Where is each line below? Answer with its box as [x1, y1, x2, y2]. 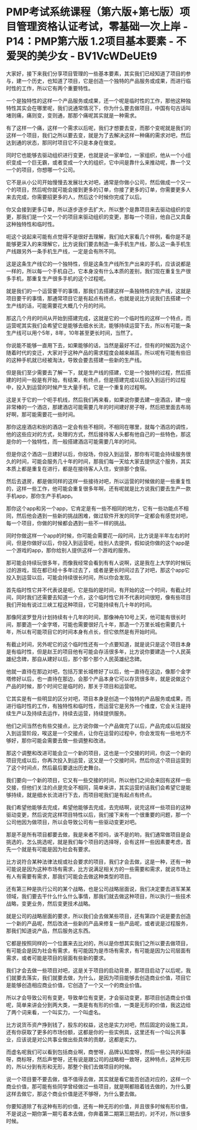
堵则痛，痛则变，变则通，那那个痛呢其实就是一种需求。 [6, 112, 140, 119]
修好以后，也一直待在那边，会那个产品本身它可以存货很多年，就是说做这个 [11, 675, 191, 682]
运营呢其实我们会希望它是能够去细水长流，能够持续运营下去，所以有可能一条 [6, 321, 191, 329]
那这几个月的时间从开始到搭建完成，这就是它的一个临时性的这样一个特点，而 [6, 314, 191, 321]
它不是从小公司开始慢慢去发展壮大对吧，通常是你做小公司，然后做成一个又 [6, 179, 186, 186]
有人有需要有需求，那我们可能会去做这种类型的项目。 [6, 873, 135, 880]
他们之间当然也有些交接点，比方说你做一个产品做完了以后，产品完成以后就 [6, 722, 186, 729]
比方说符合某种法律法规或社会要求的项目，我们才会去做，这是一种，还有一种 [6, 858, 191, 865]
